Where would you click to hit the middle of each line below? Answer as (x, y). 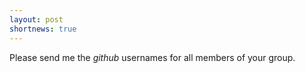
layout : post (36, 19)
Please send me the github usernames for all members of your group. (152, 57)
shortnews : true (43, 29)
